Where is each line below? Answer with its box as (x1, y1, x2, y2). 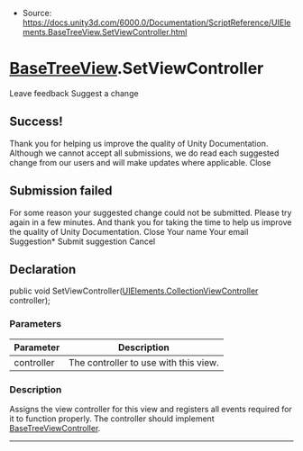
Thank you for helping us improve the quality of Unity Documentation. (9, 138, 269, 149)
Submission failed (9, 184, 113, 199)
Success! (9, 114, 63, 130)
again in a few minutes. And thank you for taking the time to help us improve (9, 216, 292, 228)
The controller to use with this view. (68, 356, 219, 368)
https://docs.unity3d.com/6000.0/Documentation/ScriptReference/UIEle (22, 17, 291, 28)
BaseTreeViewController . (9, 422, 101, 433)
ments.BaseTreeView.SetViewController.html (22, 27, 188, 37)
